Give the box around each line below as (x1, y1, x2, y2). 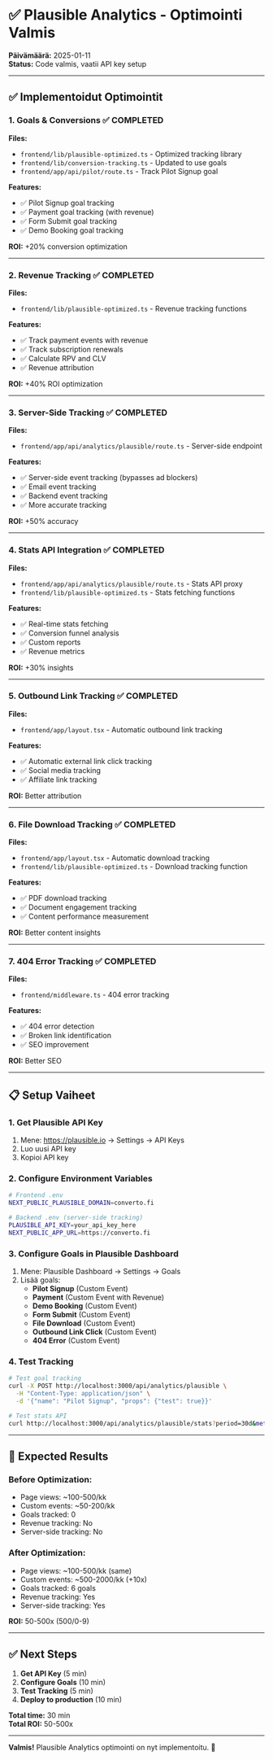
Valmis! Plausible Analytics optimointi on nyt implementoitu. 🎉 (8, 1743, 216, 1753)
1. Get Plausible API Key (8, 1116, 104, 1128)
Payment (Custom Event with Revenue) (32, 1292, 165, 1303)
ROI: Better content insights (8, 928, 102, 937)
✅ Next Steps (8, 1647, 77, 1661)
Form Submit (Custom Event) (32, 1310, 132, 1320)
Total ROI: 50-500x (8, 1719, 73, 1729)
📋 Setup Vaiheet (8, 1088, 96, 1102)
